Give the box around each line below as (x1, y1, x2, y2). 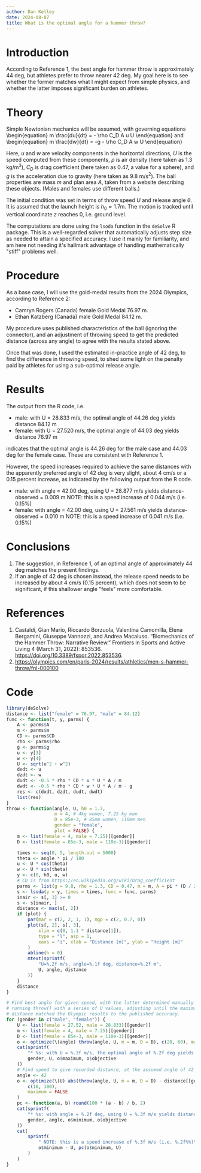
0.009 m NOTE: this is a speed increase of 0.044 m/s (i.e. (44, 494, 187, 501)
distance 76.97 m (14, 433, 58, 441)
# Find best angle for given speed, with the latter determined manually (6, 1000, 194, 1006)
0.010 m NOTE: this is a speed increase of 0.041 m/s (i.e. (44, 513, 184, 520)
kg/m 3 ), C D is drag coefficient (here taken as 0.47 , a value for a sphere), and (6, 162, 194, 172)
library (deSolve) (6, 705, 50, 711)
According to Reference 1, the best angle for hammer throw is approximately (6, 65, 194, 73)
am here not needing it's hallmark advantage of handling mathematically (6, 242, 184, 249)
